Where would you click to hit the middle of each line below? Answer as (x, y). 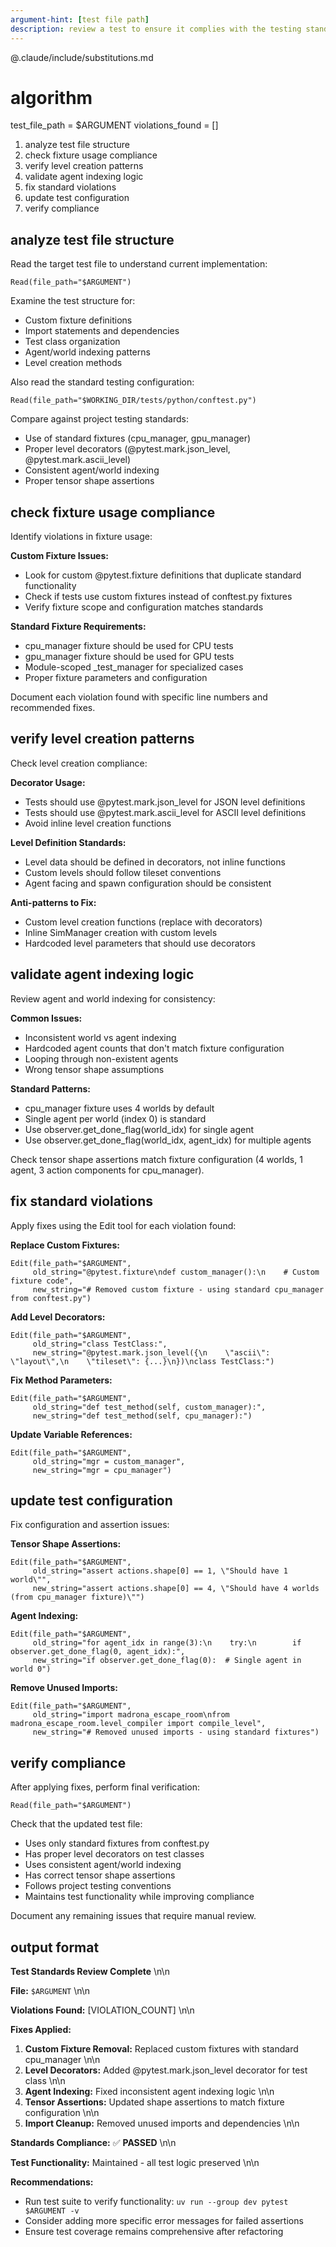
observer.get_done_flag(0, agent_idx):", (98, 1652)
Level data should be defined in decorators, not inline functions (155, 862)
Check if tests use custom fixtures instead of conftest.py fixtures (158, 597)
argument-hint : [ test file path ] (80, 19)
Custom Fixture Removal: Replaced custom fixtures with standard (161, 2048)
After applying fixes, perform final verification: (105, 1787)
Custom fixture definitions (78, 320)
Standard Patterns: (51, 1088)
